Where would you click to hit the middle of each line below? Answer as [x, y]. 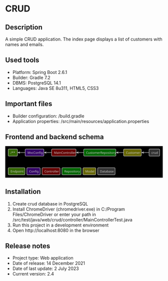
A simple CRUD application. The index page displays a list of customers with [84, 39]
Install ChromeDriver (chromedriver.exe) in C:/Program [68, 209]
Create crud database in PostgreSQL [50, 203]
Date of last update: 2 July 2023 [45, 268]
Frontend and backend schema [54, 137]
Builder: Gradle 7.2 [31, 77]
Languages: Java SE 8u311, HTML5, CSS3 [55, 88]
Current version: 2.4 [33, 274]
